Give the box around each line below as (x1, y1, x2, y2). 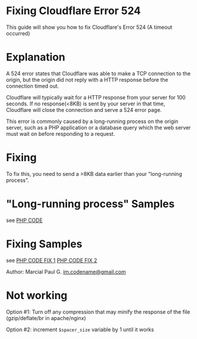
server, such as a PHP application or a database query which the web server (6, 124, 191, 131)
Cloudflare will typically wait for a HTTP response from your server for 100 (6, 94, 186, 101)
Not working (6, 288, 67, 302)
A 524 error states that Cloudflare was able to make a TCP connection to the (6, 69, 191, 77)
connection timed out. (6, 82, 59, 89)
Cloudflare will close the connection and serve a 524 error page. (6, 106, 162, 113)
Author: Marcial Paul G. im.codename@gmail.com (6, 268, 126, 275)
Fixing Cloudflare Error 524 (6, 4, 141, 18)
